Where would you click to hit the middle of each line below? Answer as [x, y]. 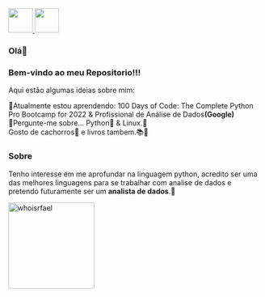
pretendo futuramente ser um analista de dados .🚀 [92, 191]
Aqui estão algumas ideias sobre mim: [72, 90]
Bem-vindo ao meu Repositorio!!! [75, 72]
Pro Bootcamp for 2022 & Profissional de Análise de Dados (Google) [122, 115]
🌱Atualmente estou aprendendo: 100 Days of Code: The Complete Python [131, 106]
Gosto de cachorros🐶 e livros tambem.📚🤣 [78, 132]
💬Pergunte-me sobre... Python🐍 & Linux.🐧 [78, 123]
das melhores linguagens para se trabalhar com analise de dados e [120, 182]
